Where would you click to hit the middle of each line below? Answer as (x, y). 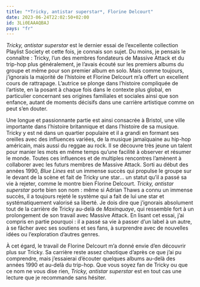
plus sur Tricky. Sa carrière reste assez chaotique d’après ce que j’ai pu (94, 252)
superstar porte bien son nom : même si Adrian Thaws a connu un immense (99, 190)
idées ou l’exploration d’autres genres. (53, 234)
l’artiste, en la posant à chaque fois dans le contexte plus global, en (89, 90)
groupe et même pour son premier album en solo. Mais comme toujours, (95, 71)
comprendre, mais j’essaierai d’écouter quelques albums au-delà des (91, 259)
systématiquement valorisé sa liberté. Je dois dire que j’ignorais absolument (100, 203)
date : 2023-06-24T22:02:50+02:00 (48, 17)
